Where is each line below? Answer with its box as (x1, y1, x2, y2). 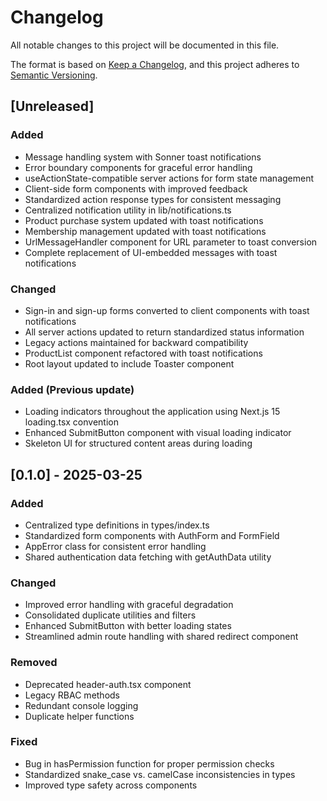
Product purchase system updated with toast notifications (24, 214, 264, 226)
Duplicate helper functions (24, 710, 135, 722)
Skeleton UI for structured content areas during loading (24, 437, 253, 450)
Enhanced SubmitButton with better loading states (24, 620, 232, 632)
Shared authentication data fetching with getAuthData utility (24, 551, 272, 563)
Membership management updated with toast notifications (24, 225, 267, 237)
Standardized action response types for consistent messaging (24, 193, 282, 205)
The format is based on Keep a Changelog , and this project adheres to (10, 58, 300, 70)
